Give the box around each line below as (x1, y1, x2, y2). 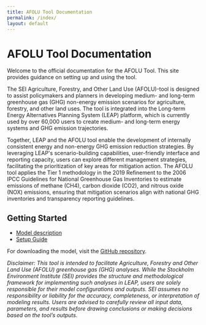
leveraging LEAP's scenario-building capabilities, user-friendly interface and (7, 150, 200, 157)
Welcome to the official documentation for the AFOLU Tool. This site (7, 67, 180, 74)
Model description (15, 229, 63, 237)
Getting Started (7, 213, 67, 223)
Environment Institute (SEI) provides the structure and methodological (7, 272, 183, 280)
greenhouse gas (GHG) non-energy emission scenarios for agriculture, (7, 99, 186, 106)
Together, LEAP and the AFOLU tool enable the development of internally (7, 136, 191, 144)
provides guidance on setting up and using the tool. (7, 74, 137, 81)
